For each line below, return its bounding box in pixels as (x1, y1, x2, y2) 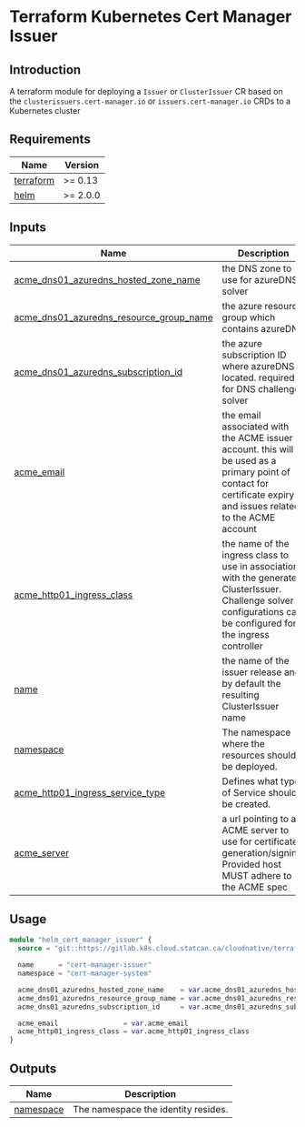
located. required (221, 371, 295, 384)
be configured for (221, 617, 297, 629)
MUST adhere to (221, 869, 292, 881)
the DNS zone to (221, 262, 292, 275)
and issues (221, 499, 269, 512)
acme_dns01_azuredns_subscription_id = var (17, 1002, 202, 1011)
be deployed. (221, 760, 279, 772)
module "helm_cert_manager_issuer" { (9, 935, 152, 945)
